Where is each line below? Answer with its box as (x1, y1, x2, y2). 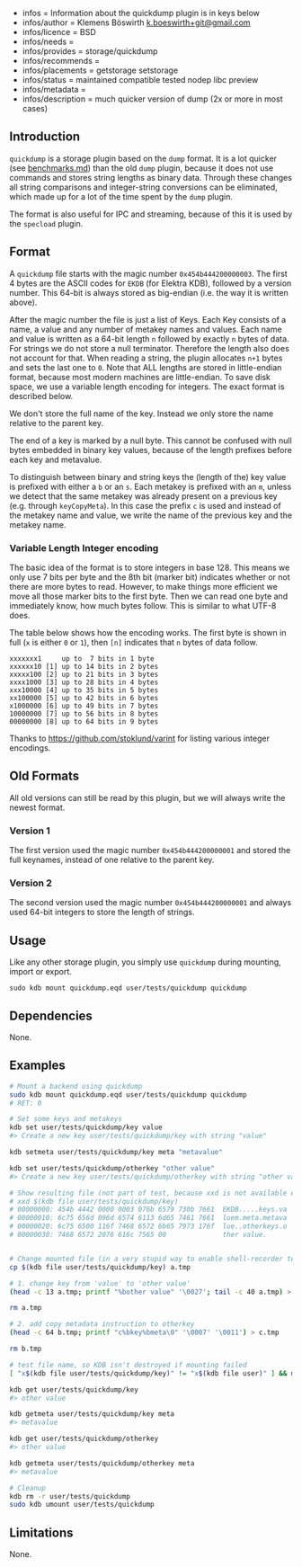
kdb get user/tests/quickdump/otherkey (9, 1434, 159, 1444)
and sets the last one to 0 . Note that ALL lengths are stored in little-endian (9, 361, 282, 372)
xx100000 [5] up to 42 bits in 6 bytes (9, 693, 159, 702)
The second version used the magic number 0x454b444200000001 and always (9, 897, 292, 908)
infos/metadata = (22, 85, 87, 94)
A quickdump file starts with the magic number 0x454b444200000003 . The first (9, 268, 288, 279)
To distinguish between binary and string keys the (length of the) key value (9, 471, 287, 482)
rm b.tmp (9, 1344, 42, 1354)
